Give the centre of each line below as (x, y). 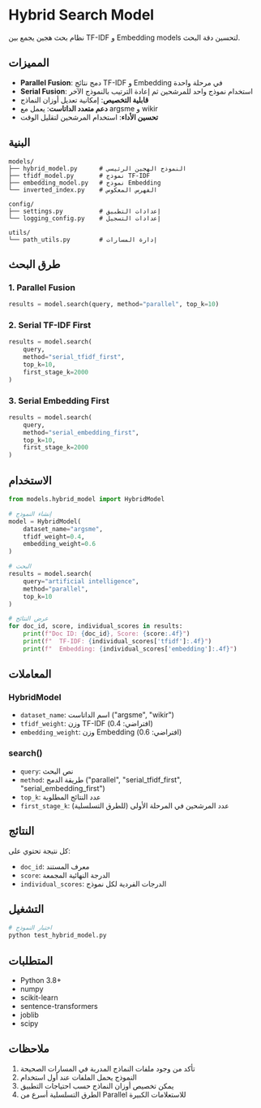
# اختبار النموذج (30, 928)
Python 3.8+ (41, 980)
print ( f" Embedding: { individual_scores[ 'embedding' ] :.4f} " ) (130, 649)
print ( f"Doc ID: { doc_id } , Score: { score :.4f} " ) (107, 634)
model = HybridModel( (45, 522)
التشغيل (26, 909)
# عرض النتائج (28, 619)
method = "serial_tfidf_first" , (74, 357)
